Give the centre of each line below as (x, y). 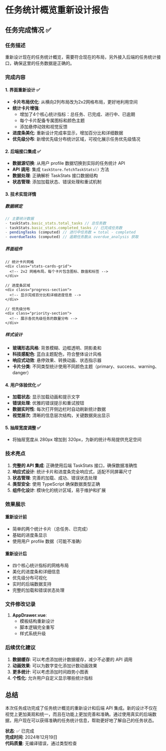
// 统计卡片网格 (20, 262)
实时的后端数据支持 (32, 584)
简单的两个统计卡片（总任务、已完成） (51, 529)
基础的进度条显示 (30, 535)
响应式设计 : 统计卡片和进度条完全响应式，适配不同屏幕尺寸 (72, 471)
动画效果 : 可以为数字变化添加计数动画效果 (55, 665)
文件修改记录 (21, 604)
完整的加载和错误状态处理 (38, 590)
